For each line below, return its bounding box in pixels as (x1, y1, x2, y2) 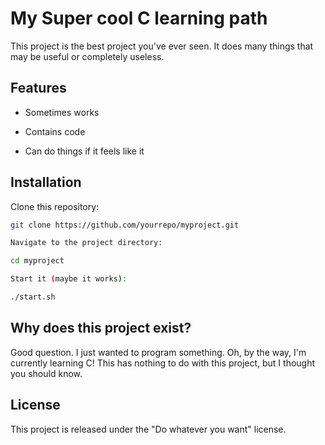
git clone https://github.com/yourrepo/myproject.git (10, 220, 240, 230)
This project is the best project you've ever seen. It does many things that (10, 40, 314, 52)
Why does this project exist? (10, 320, 192, 337)
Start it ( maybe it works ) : (10, 274, 128, 284)
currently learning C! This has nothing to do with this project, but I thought (10, 357, 316, 369)
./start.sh (10, 292, 56, 302)
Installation (10, 174, 82, 191)
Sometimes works (24, 106, 100, 118)
